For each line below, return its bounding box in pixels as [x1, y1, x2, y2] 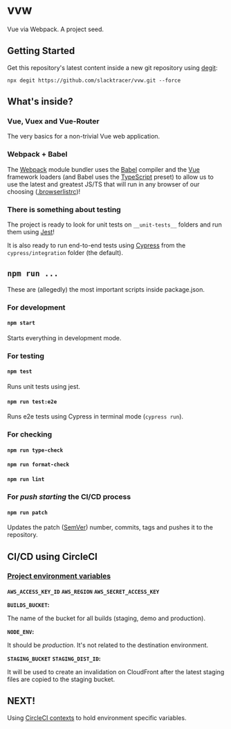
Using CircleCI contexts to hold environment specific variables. [7, 713, 187, 722]
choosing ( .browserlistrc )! [7, 187, 81, 195]
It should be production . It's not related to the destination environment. [7, 640, 209, 649]
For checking [7, 430, 53, 439]
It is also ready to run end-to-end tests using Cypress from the [7, 241, 186, 249]
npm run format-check [7, 462, 70, 468]
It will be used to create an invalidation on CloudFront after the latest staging [7, 667, 225, 676]
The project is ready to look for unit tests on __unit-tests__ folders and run [7, 220, 223, 229]
